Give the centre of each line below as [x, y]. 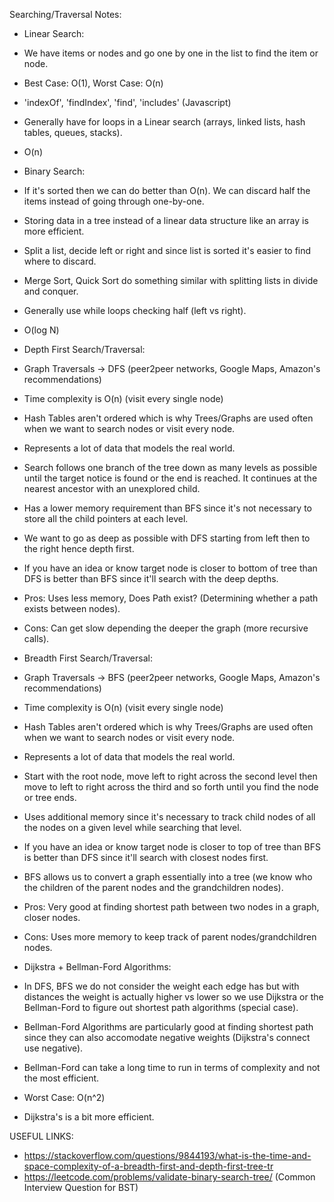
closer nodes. [52, 917]
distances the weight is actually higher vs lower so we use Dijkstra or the [173, 997]
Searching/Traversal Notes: [65, 14]
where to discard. [60, 261]
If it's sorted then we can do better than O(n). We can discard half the [167, 190]
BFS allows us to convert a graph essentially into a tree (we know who [168, 877]
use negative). [53, 1048]
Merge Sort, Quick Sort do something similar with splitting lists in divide [171, 280]
